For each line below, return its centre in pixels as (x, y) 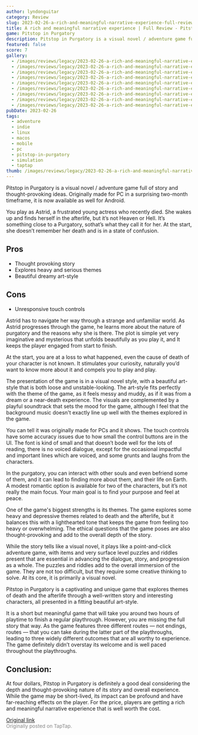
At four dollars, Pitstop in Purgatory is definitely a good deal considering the (98, 684)
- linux (21, 133)
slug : (13, 22)
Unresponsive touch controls (50, 309)
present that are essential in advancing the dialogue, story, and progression (98, 559)
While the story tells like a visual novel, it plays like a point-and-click (89, 546)
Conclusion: (29, 670)
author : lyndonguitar (33, 12)
